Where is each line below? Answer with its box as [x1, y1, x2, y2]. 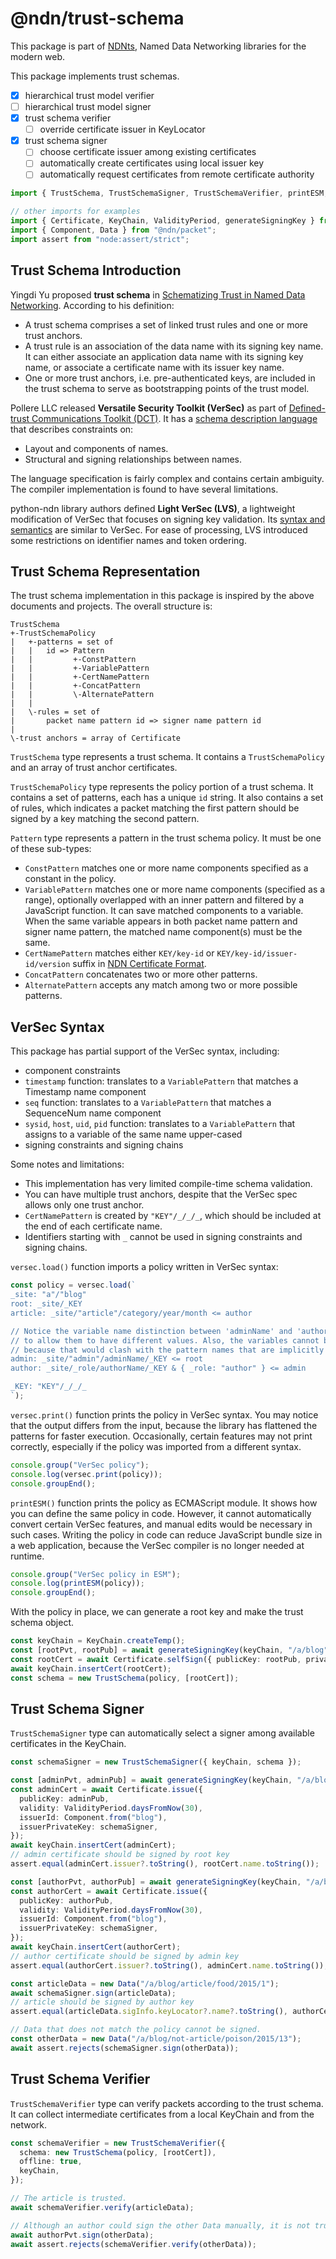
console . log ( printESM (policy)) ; [10, 1578, 145, 1589]
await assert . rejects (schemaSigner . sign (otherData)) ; [10, 2043, 240, 2053]
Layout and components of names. [24, 442, 169, 454]
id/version [24, 960, 71, 970]
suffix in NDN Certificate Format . [72, 958, 207, 970]
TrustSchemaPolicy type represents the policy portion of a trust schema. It [10, 781, 314, 793]
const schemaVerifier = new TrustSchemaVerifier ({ [10, 2138, 226, 2148]
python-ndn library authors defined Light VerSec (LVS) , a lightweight [10, 502, 296, 514]
